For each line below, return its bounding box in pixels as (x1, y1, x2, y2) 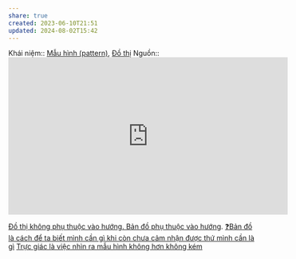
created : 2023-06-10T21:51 (8, 19, 98, 27)
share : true (8, 11, 48, 20)
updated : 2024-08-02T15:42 (8, 26, 98, 34)
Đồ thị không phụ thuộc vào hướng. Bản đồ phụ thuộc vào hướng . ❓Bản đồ (8, 221, 253, 232)
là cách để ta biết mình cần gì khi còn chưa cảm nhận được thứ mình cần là (8, 233, 255, 243)
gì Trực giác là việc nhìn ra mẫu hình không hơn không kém (8, 241, 203, 252)
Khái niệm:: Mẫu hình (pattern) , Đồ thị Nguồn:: (8, 49, 160, 58)
